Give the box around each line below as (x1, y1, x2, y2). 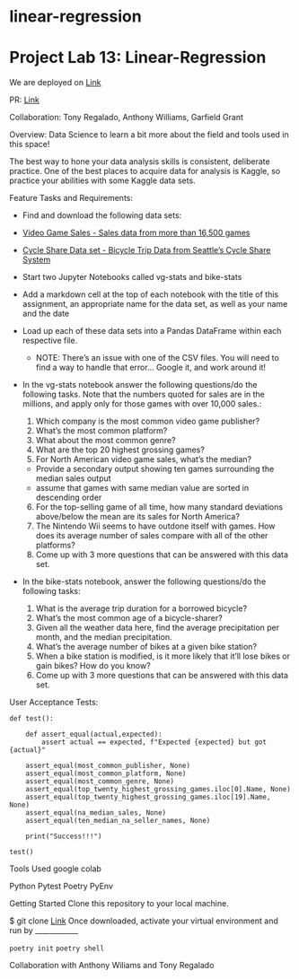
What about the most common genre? (35, 435, 177, 446)
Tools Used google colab (9, 863, 101, 874)
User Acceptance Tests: (9, 697, 99, 708)
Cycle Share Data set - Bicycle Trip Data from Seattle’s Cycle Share (22, 245, 271, 256)
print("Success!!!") (25, 832, 102, 841)
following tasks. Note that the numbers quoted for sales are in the (22, 389, 265, 400)
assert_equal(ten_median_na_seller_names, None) (25, 817, 211, 826)
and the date (22, 308, 70, 319)
